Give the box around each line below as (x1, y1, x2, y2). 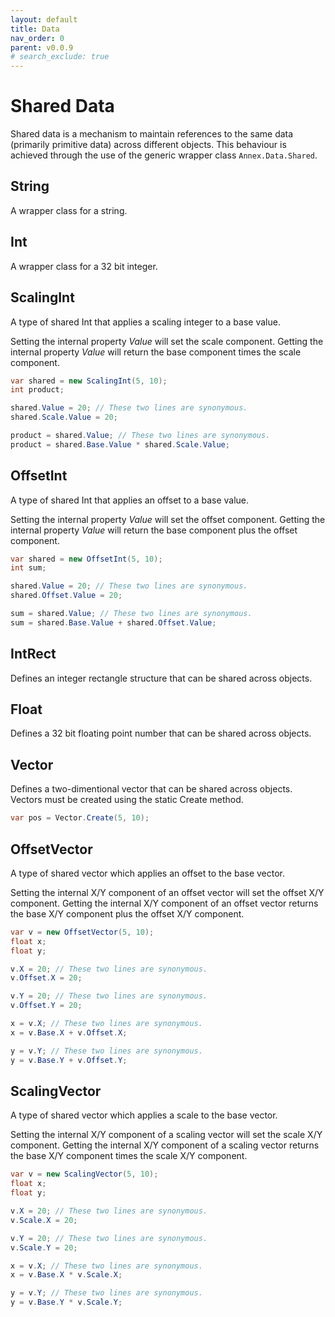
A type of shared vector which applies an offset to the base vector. (10, 867, 286, 879)
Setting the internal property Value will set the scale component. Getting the (10, 335, 324, 347)
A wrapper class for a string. (10, 204, 128, 216)
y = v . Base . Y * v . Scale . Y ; (10, 1297, 123, 1308)
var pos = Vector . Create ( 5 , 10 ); (10, 813, 150, 823)
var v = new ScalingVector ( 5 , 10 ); (10, 1169, 159, 1180)
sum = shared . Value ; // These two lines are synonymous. (10, 609, 253, 619)
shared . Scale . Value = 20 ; (10, 412, 118, 423)
